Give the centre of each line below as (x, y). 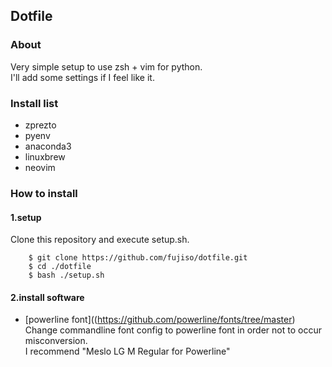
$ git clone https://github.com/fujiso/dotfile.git (138, 258)
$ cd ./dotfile (60, 267)
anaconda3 (48, 146)
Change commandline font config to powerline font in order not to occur (173, 330)
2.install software (47, 297)
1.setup (26, 217)
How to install (44, 193)
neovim (40, 167)
